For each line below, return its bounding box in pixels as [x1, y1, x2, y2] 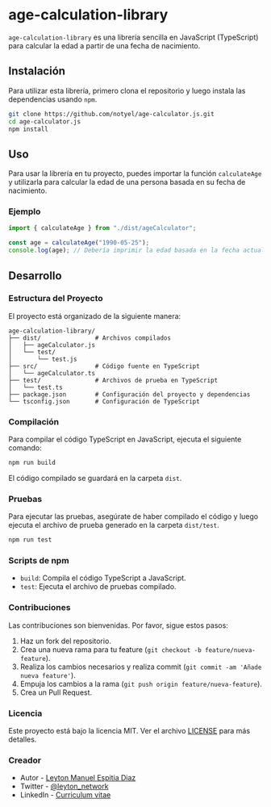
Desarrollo [8, 269, 62, 282]
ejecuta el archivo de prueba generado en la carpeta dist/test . [8, 521, 219, 530]
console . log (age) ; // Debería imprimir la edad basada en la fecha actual [8, 246, 265, 255]
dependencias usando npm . [8, 94, 98, 104]
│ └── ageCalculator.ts [8, 369, 95, 377]
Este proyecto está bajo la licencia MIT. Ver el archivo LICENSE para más [8, 726, 251, 736]
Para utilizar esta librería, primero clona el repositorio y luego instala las [8, 86, 246, 95]
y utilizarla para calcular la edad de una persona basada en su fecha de [8, 178, 246, 187]
